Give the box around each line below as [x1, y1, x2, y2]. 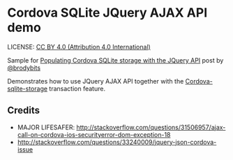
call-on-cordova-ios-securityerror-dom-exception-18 [17, 130, 171, 138]
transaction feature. [48, 84, 106, 93]
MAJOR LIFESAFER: [17, 123, 75, 131]
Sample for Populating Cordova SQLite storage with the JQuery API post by [7, 56, 224, 64]
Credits [7, 104, 40, 116]
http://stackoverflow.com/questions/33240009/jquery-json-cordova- [17, 138, 217, 146]
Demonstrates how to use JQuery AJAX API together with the [7, 77, 184, 85]
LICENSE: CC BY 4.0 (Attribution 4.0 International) [7, 42, 151, 51]
